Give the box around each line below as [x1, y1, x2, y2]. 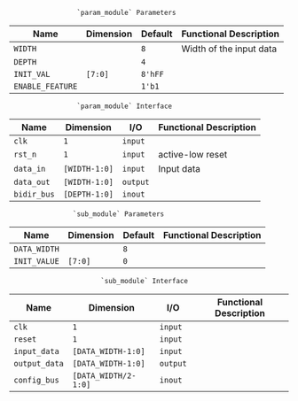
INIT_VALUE [13, 257, 59, 266]
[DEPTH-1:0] [63, 189, 114, 199]
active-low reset [158, 149, 228, 160]
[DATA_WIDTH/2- [72, 371, 137, 381]
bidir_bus [13, 189, 55, 199]
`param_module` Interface [76, 102, 173, 111]
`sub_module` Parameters [72, 210, 165, 219]
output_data [13, 359, 65, 368]
